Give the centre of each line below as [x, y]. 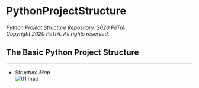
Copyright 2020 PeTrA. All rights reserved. [58, 33]
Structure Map [32, 72]
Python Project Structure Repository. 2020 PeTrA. [67, 27]
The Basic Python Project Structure [73, 53]
